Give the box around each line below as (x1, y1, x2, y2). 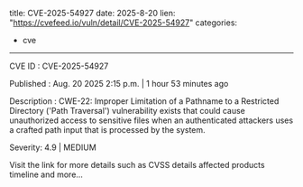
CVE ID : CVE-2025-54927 (9, 61, 109, 71)
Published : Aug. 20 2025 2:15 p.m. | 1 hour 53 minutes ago (9, 79, 229, 89)
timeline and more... (9, 169, 84, 180)
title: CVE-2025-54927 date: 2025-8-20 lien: (9, 8, 176, 18)
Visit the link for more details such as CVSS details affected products (9, 160, 265, 170)
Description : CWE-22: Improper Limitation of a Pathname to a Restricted (9, 96, 280, 107)
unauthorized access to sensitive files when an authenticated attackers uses (9, 115, 294, 126)
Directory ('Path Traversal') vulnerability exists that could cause (9, 106, 245, 116)
